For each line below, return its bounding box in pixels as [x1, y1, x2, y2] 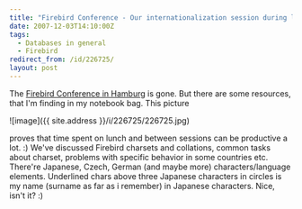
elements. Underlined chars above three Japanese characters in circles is [9, 170, 282, 181]
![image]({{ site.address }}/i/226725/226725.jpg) [9, 114, 191, 126]
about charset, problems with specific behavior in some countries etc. [9, 151, 269, 162]
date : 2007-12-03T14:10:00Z [9, 22, 115, 31]
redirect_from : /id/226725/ [9, 55, 115, 64]
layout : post [9, 64, 58, 73]
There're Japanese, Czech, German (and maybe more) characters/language [9, 161, 291, 172]
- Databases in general [17, 38, 106, 48]
